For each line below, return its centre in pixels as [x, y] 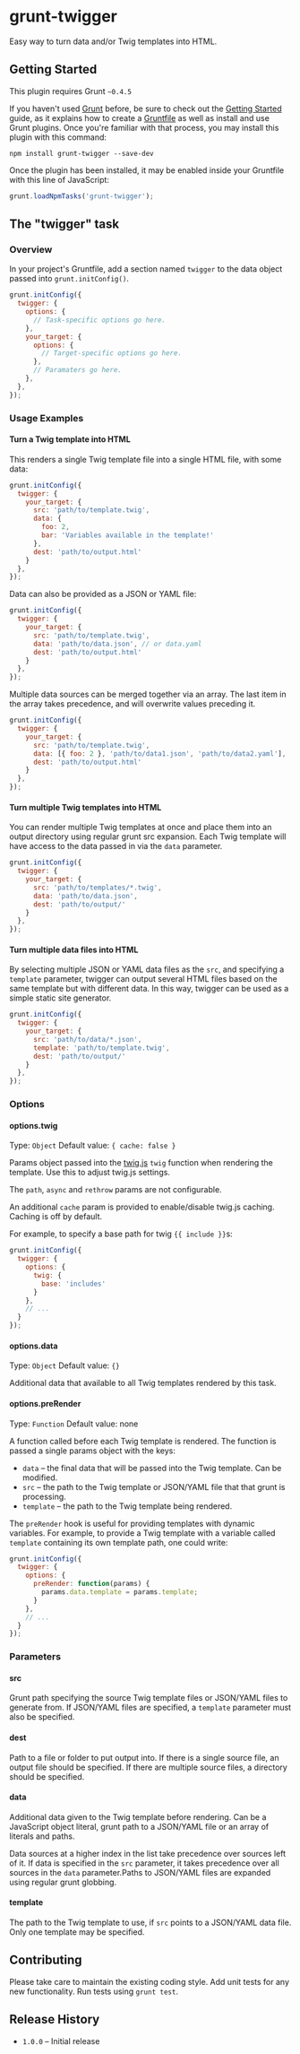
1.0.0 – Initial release [61, 2041]
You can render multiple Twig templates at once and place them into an [141, 828]
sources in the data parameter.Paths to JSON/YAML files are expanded [140, 1872]
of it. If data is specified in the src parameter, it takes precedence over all [144, 1863]
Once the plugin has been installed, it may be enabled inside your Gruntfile [147, 170]
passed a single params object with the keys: [93, 1451]
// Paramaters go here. [77, 370]
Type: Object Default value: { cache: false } [93, 1146]
